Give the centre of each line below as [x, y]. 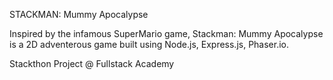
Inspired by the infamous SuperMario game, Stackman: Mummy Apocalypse [166, 33]
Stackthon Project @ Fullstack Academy [92, 63]
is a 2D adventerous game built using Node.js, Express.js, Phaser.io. [149, 44]
